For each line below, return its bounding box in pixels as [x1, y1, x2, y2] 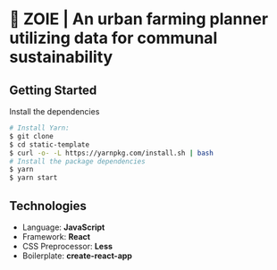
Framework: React [21, 231, 91, 241]
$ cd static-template [9, 139, 90, 149]
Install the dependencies [9, 106, 100, 116]
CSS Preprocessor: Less [21, 240, 113, 251]
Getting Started [9, 82, 97, 97]
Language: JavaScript [21, 222, 105, 232]
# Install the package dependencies [9, 156, 146, 165]
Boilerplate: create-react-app [21, 250, 132, 261]
